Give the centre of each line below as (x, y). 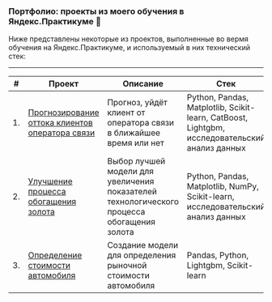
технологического (143, 202)
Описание (143, 84)
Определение (55, 255)
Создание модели (143, 245)
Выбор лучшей (136, 161)
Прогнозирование (64, 113)
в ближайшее (134, 133)
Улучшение (50, 181)
